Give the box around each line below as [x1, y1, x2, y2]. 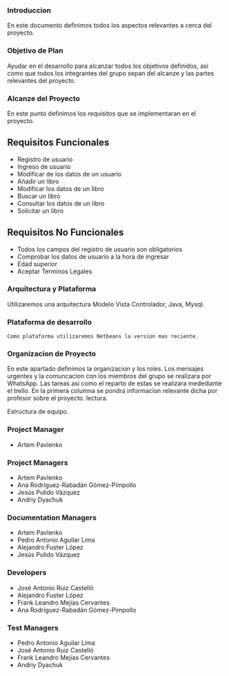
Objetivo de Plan [7, 46, 63, 55]
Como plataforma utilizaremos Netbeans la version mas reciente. [7, 333, 199, 340]
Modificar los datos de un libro [17, 184, 105, 192]
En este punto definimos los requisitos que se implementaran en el [7, 109, 197, 118]
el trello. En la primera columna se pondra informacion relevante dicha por [7, 387, 218, 395]
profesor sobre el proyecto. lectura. [7, 394, 108, 403]
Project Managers [7, 457, 68, 467]
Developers [7, 568, 47, 578]
